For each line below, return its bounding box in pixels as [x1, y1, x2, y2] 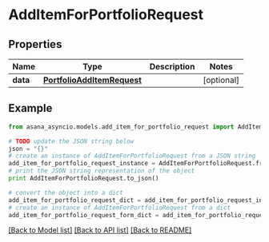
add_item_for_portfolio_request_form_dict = [8, 211, 159, 219]
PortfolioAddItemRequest [42, 74, 143, 85]
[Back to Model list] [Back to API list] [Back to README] [8, 225, 192, 235]
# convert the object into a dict [8, 188, 124, 196]
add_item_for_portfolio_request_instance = [8, 160, 156, 168]
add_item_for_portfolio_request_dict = [8, 196, 142, 204]
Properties [8, 38, 62, 51]
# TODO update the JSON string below [8, 137, 134, 145]
